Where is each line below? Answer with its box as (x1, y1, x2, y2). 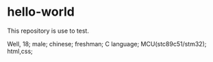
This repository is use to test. (7, 27, 89, 35)
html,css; (7, 47, 33, 55)
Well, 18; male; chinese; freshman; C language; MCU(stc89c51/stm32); (7, 40, 207, 48)
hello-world (7, 4, 75, 20)
